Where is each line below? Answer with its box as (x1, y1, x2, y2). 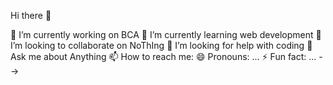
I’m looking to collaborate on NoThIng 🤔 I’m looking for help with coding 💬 (10, 40, 313, 51)
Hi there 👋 (10, 10, 52, 21)
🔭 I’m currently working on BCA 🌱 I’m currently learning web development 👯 (10, 29, 322, 40)
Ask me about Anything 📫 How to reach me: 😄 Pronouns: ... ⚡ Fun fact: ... (10, 51, 317, 62)
